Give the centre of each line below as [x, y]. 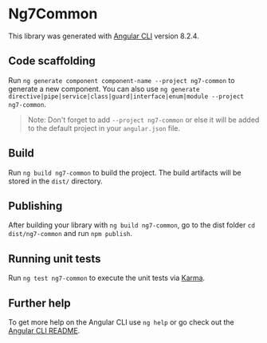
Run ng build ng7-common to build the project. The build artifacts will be [125, 172]
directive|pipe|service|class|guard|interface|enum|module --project [126, 97]
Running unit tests [55, 259]
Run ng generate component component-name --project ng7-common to [122, 80]
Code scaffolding [52, 61]
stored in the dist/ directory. [56, 181]
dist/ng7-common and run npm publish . [71, 234]
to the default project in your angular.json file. [104, 128]
